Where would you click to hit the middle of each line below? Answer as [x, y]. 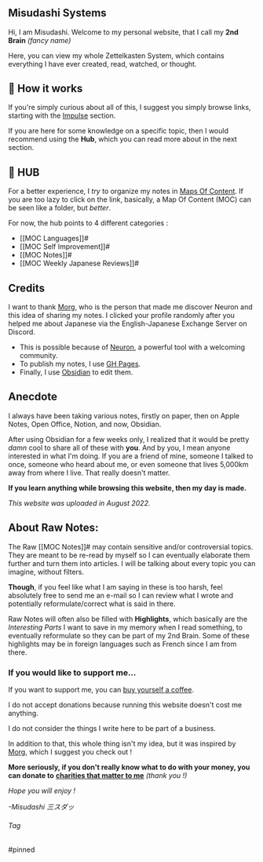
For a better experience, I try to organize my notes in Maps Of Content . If [126, 192]
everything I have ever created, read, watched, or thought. [102, 64]
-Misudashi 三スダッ [41, 806]
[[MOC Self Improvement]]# [65, 247]
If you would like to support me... [72, 672]
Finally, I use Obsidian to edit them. [76, 372]
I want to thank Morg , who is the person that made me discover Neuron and [130, 307]
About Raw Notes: [53, 528]
